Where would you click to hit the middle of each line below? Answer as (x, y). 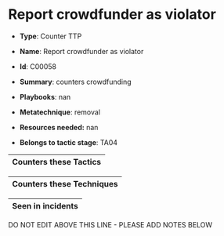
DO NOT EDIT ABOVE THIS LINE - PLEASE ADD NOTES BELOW (110, 224)
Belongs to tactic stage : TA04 (69, 142)
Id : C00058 (38, 66)
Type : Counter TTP (51, 36)
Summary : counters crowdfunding (75, 82)
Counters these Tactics (57, 162)
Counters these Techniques (65, 183)
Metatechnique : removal (60, 112)
